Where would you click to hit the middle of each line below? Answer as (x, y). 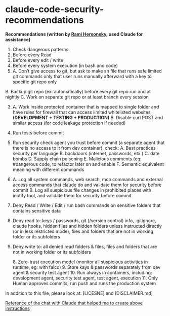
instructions (18, 308)
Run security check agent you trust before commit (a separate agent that (89, 143)
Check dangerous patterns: (41, 49)
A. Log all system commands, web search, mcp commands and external (88, 179)
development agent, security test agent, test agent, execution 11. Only (85, 278)
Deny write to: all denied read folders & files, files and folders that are (85, 247)
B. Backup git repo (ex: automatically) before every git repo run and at (78, 91)
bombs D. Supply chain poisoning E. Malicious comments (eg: (77, 159)
